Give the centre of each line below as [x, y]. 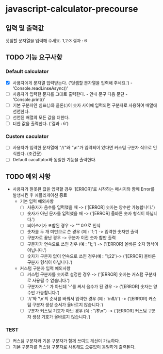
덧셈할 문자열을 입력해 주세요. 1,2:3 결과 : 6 [46, 41]
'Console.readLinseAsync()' [40, 88]
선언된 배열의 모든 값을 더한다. [41, 117]
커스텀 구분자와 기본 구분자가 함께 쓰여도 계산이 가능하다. [66, 341]
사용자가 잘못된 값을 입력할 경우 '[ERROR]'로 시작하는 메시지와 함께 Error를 [83, 189]
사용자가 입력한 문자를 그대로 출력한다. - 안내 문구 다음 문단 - [70, 94]
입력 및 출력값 [25, 28]
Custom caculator [27, 136]
